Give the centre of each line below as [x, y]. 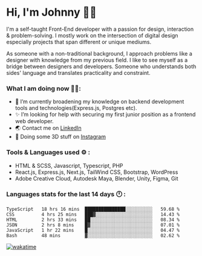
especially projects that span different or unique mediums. [79, 42]
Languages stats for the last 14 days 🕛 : [66, 194]
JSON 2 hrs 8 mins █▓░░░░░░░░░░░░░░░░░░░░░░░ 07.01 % [93, 225]
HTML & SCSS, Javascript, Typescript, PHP [69, 165]
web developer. [34, 121]
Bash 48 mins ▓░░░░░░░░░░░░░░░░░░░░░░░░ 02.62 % [93, 235]
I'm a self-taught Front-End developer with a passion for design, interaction [100, 29]
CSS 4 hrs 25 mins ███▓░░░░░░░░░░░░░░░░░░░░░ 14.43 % [93, 214]
